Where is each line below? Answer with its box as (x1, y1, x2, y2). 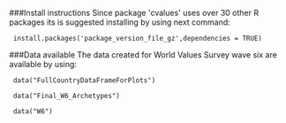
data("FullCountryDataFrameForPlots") (12, 76, 156, 85)
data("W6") (12, 107, 53, 116)
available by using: (9, 59, 78, 69)
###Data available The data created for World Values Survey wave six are (9, 50, 278, 60)
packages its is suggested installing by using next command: (9, 17, 231, 27)
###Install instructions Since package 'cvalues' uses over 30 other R (9, 8, 259, 18)
